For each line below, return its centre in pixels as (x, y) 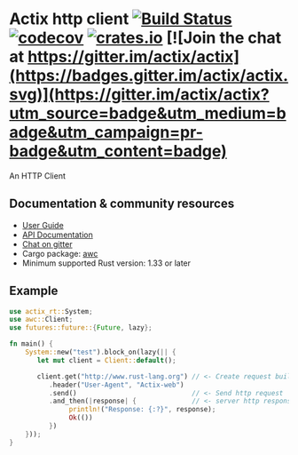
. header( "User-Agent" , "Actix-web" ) (116, 385)
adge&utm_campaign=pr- (106, 132)
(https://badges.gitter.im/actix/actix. (149, 76)
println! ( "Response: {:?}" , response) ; (142, 410)
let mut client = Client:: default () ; (106, 360)
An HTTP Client (38, 176)
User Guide (43, 225)
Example (34, 291)
